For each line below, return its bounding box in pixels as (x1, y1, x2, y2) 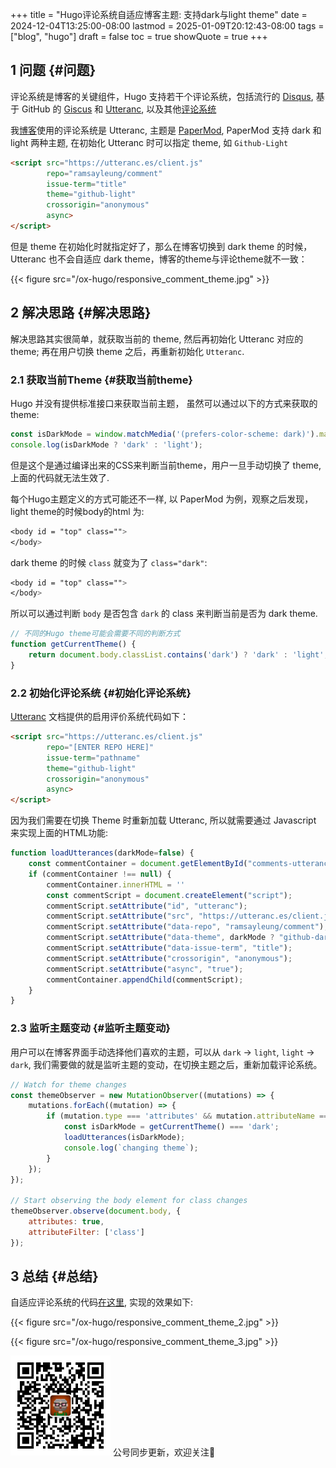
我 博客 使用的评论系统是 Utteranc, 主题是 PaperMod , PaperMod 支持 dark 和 (10, 124, 322, 136)
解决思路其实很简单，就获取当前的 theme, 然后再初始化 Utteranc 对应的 (10, 333, 304, 345)
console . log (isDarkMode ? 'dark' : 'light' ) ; (10, 439, 203, 450)
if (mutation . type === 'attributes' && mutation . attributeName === (46, 1111, 333, 1122)
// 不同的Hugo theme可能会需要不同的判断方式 (10, 629, 181, 639)
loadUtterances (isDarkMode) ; (63, 1133, 186, 1143)
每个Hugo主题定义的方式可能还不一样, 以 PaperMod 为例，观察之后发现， (10, 493, 314, 505)
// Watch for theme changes (10, 1079, 128, 1090)
